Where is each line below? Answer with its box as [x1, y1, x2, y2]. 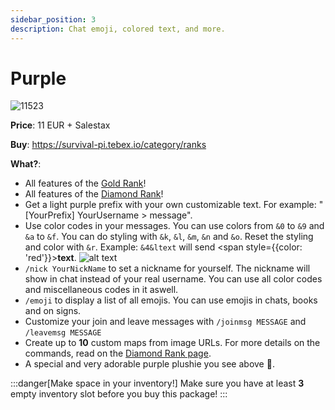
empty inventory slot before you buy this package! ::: [10, 388, 228, 400]
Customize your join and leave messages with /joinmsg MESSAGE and [24, 316, 307, 328]
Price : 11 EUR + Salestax [10, 119, 111, 131]
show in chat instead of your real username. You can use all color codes [24, 273, 323, 285]
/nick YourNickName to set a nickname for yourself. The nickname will [24, 262, 311, 275]
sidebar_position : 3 [10, 14, 97, 25]
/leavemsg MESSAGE [24, 328, 102, 338]
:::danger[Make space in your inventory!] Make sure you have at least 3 [10, 377, 305, 390]
